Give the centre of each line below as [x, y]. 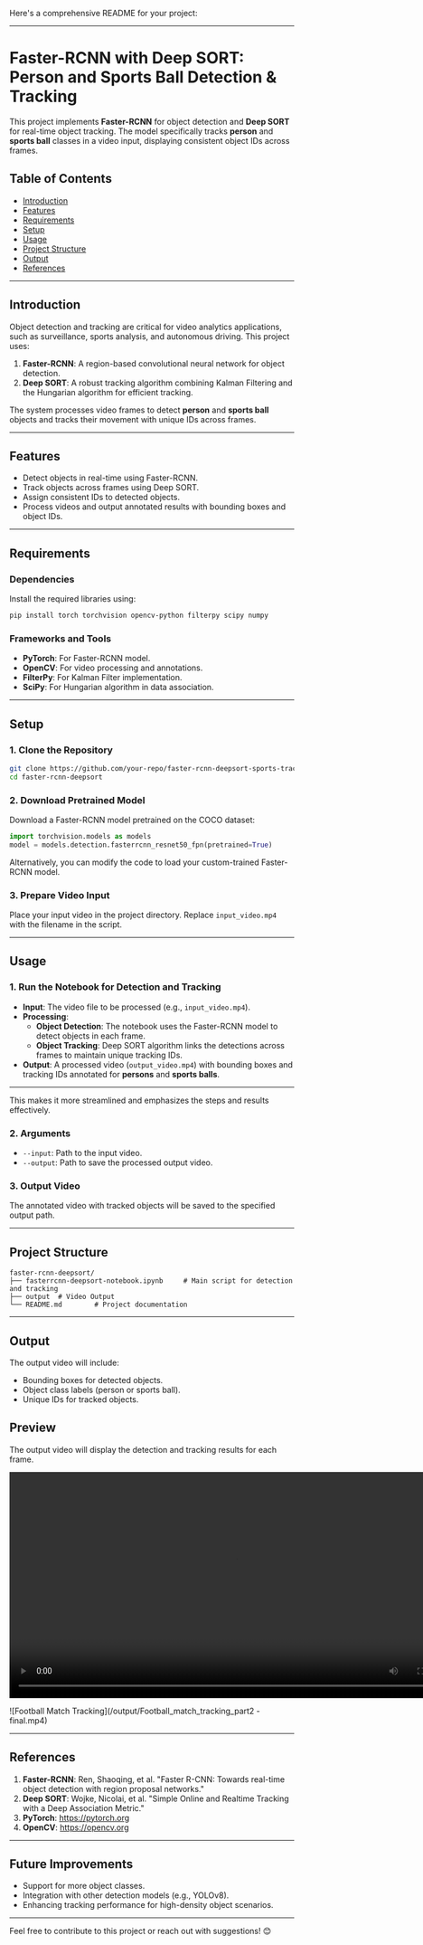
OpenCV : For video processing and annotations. [113, 668]
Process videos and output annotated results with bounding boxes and [154, 507]
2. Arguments [40, 1133]
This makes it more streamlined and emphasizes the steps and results [139, 1100]
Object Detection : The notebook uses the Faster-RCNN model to [157, 1026]
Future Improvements [71, 1864]
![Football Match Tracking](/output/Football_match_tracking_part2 [132, 1711]
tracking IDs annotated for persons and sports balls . [121, 1074]
